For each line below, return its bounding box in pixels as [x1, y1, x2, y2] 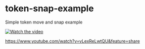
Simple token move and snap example [5, 19, 83, 25]
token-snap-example [5, 3, 94, 14]
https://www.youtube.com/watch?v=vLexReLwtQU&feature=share [5, 38, 140, 44]
